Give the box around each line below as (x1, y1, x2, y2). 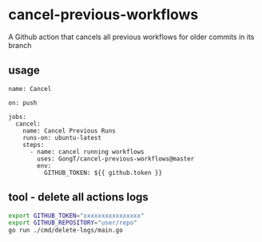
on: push (8, 98, 38, 107)
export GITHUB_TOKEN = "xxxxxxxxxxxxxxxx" (8, 212, 145, 220)
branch (8, 40, 32, 50)
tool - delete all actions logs (8, 190, 149, 204)
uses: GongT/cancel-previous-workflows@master (37, 154, 195, 163)
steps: (22, 141, 45, 149)
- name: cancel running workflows (29, 148, 145, 156)
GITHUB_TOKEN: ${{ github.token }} (43, 169, 162, 177)
